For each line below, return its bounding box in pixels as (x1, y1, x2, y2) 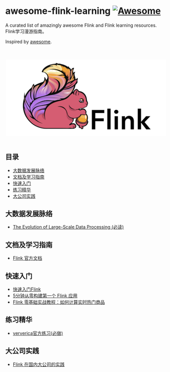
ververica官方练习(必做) (12, 330, 63, 336)
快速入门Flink (12, 286, 41, 292)
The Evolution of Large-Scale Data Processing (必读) (12, 224, 124, 230)
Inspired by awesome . (5, 39, 52, 45)
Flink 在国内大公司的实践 (12, 361, 65, 367)
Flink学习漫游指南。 (5, 28, 47, 34)
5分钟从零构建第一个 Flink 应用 (12, 293, 78, 299)
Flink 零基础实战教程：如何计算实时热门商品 (12, 299, 105, 305)
